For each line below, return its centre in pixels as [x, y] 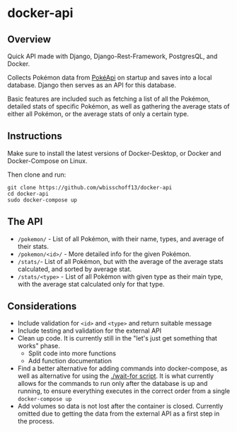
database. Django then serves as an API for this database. [92, 85]
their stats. [33, 246]
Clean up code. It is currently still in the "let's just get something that [117, 338]
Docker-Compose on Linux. [47, 160]
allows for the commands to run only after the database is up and [112, 384]
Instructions [35, 136]
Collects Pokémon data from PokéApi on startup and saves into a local [110, 77]
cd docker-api [28, 194]
